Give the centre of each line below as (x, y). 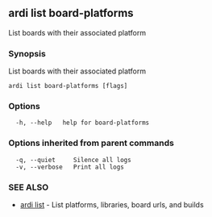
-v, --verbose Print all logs (70, 167)
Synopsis (27, 53)
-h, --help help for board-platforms (83, 123)
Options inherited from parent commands (91, 143)
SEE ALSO (29, 187)
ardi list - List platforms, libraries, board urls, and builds (112, 204)
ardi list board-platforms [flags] (68, 86)
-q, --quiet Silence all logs (73, 160)
